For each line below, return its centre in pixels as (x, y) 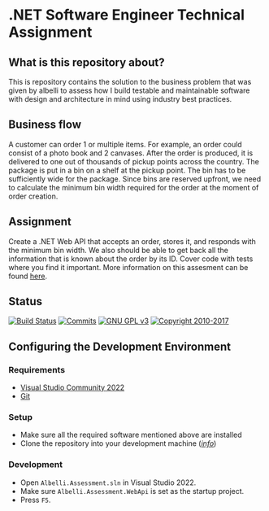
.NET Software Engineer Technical (127, 15)
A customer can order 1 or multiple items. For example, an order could (125, 144)
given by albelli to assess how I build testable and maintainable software (129, 90)
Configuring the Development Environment (120, 346)
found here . (28, 276)
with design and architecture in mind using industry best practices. (120, 99)
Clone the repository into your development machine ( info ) (118, 443)
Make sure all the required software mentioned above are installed (131, 435)
